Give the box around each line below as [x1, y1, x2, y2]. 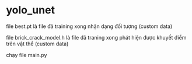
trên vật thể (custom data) [6, 40, 69, 47]
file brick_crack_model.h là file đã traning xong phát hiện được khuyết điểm [6, 34, 187, 41]
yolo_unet [6, 3, 55, 17]
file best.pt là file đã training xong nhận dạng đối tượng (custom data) [6, 23, 173, 30]
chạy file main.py [6, 51, 47, 58]
